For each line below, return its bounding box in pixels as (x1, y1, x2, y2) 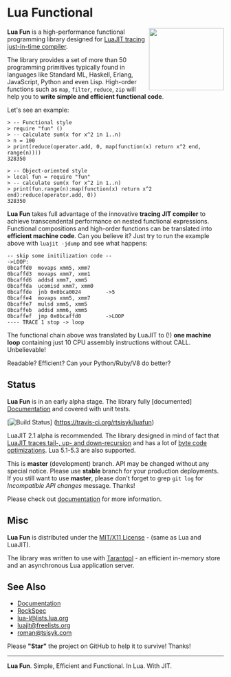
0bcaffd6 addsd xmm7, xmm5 (7, 276, 88, 284)
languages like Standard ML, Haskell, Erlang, (7, 70, 133, 79)
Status (7, 379, 36, 391)
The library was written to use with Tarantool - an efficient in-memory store (7, 553, 221, 562)
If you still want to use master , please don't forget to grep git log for (7, 474, 204, 482)
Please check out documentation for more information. (7, 495, 162, 503)
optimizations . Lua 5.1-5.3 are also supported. (7, 446, 136, 454)
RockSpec (16, 607, 47, 615)
